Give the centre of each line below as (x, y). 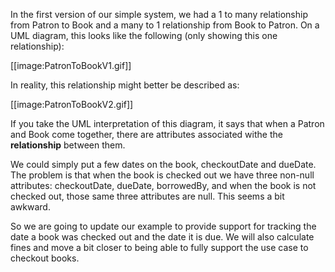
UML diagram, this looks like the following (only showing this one (144, 35)
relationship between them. (68, 145)
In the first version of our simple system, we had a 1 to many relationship (159, 14)
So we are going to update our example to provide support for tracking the (163, 226)
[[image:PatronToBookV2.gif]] (72, 104)
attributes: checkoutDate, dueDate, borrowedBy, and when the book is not (163, 185)
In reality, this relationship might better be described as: (125, 85)
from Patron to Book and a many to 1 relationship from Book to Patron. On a (165, 25)
